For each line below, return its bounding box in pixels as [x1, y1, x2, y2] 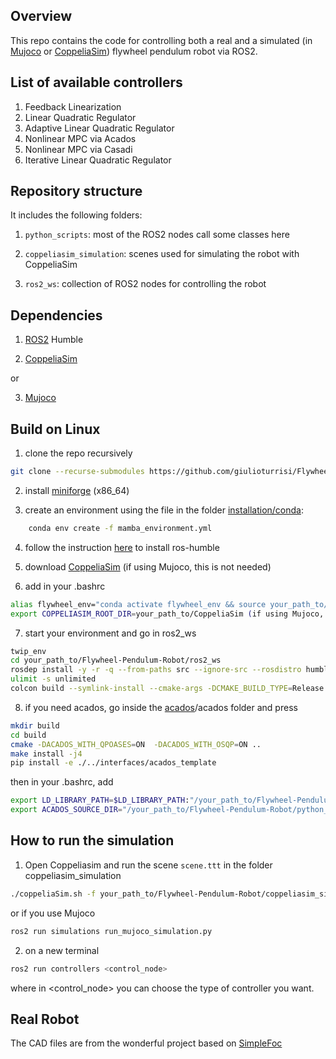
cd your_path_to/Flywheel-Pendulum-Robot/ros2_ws [10, 655, 222, 666]
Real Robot [10, 1010, 80, 1028]
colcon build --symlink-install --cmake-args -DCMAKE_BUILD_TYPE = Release [10, 684, 325, 694]
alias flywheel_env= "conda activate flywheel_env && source [10, 599, 267, 609]
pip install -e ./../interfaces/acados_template [10, 758, 217, 768]
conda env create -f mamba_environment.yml [28, 523, 213, 533]
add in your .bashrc [24, 580, 106, 592]
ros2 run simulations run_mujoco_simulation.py [10, 926, 213, 936]
